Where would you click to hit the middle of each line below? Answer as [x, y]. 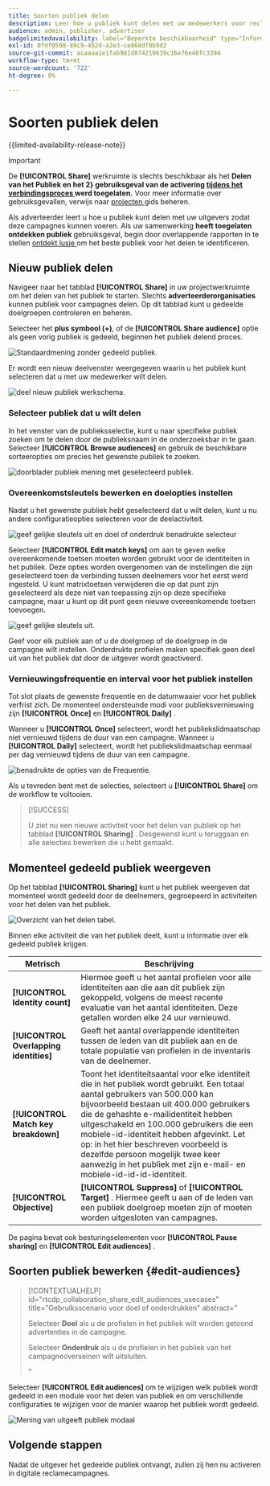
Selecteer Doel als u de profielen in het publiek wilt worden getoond [141, 1323]
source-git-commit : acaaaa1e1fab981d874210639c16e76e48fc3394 [115, 53]
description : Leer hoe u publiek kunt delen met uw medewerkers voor [127, 23]
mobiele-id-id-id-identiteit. [133, 1175]
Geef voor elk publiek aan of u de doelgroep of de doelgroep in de [118, 641]
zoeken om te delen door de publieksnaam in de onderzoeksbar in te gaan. [132, 439]
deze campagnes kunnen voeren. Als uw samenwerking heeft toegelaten [130, 225]
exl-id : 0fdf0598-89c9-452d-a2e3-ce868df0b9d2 [88, 46]
